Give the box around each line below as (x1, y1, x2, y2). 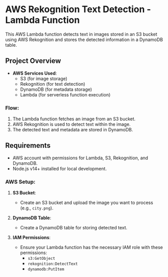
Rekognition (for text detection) (20, 81, 86, 87)
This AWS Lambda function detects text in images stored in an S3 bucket (5, 31, 158, 37)
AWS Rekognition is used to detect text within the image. (12, 121, 131, 127)
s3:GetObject (27, 256, 56, 261)
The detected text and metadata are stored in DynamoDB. (12, 127, 133, 133)
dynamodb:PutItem (27, 267, 64, 272)
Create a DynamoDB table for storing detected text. (20, 225, 128, 231)
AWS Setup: (5, 178, 35, 185)
